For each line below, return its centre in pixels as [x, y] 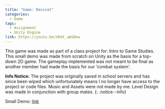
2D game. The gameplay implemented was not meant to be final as [85, 61]
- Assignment [23, 28]
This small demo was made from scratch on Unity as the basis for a [73, 56]
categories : [17, 14]
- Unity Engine [25, 32]
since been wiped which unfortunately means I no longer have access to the [82, 81]
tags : [11, 23]
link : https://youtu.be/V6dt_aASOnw [43, 37]
